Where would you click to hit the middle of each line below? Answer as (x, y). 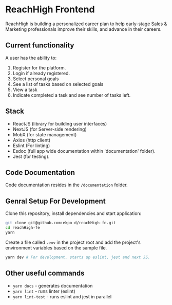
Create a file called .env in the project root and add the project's (73, 242)
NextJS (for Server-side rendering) (50, 129)
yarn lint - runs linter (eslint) (44, 291)
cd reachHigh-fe (23, 228)
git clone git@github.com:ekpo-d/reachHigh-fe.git (61, 223)
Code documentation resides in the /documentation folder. (66, 185)
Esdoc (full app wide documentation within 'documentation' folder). (84, 151)
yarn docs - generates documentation (53, 285)
